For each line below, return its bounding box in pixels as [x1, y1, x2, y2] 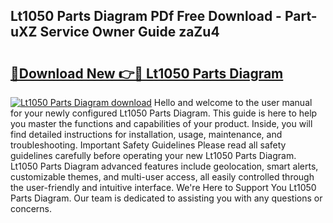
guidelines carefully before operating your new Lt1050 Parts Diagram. [10, 150, 297, 161]
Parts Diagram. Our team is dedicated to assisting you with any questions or [10, 192, 323, 204]
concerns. [10, 203, 53, 214]
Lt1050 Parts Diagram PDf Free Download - [10, 8, 282, 25]
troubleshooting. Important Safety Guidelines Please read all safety [10, 139, 287, 151]
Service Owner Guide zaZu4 [39, 24, 220, 41]
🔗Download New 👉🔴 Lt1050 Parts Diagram [10, 65, 284, 82]
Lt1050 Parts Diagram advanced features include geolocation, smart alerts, [10, 160, 319, 172]
